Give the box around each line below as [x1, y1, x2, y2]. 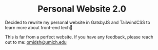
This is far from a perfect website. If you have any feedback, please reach [5, 34, 154, 40]
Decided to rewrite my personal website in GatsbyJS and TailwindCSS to [5, 19, 150, 25]
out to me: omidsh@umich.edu [5, 39, 67, 45]
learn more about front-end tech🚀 [5, 24, 73, 30]
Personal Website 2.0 [37, 3, 127, 15]
